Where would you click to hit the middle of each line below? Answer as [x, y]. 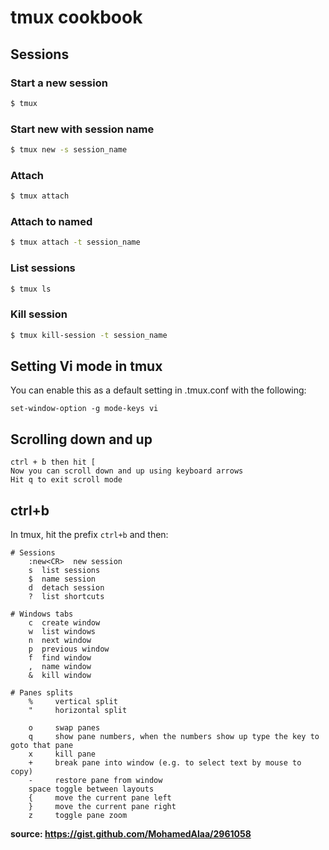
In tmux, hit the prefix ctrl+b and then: [89, 535]
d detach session [66, 588]
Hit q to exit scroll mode [66, 480]
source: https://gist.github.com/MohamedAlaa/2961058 [131, 834]
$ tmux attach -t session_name [75, 242]
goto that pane [42, 746]
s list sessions [64, 571]
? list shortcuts [66, 597]
